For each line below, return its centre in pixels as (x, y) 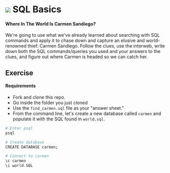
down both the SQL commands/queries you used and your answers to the (83, 52)
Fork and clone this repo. (39, 97)
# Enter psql (19, 128)
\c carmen (16, 161)
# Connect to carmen (27, 156)
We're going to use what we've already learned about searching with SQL (83, 35)
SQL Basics (37, 9)
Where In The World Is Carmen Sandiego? (51, 23)
